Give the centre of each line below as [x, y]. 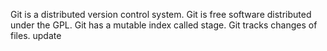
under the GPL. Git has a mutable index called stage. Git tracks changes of [164, 25]
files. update [36, 35]
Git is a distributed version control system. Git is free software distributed [161, 14]
